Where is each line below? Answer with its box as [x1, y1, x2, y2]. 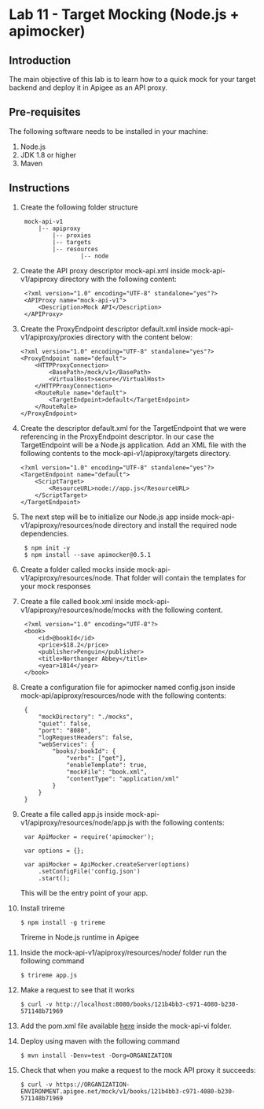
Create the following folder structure [20, 202, 138, 212]
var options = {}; [24, 847, 85, 855]
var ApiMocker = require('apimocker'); [24, 833, 155, 840]
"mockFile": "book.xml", [66, 768, 148, 776]
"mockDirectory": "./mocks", [38, 713, 134, 721]
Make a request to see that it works [20, 985, 135, 994]
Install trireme [20, 903, 65, 913]
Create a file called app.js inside [20, 809, 125, 818]
